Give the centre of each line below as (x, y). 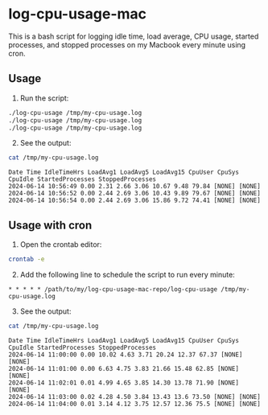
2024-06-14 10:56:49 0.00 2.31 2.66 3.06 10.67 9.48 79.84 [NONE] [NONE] (135, 187)
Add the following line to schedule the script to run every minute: (127, 274)
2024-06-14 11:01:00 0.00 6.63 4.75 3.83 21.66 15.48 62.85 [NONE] (124, 368)
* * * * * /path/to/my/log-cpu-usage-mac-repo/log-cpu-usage (113, 289)
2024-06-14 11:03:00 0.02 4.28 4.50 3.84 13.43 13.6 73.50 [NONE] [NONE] (135, 397)
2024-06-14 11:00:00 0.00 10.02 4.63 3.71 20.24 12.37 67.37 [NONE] (126, 355)
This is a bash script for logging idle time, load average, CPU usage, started (134, 36)
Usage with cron (50, 225)
